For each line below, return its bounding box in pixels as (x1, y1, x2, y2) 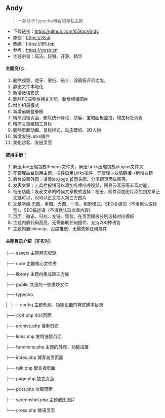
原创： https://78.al (12, 34, 51, 40)
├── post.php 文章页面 (5, 386, 53, 392)
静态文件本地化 (12, 84, 43, 90)
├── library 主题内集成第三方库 (5, 271, 70, 277)
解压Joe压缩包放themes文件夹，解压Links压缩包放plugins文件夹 (12, 164, 144, 170)
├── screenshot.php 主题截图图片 (5, 397, 76, 403)
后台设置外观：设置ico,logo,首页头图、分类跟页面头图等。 (12, 176, 130, 182)
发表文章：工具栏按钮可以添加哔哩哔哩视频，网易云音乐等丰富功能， (12, 182, 152, 188)
